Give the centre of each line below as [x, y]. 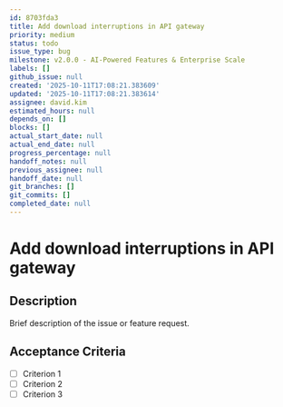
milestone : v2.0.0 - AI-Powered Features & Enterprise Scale [127, 60]
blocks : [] [30, 128]
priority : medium [42, 35]
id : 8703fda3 [34, 18]
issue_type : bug [40, 52]
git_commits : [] [40, 195]
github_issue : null [46, 77]
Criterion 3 [43, 394]
